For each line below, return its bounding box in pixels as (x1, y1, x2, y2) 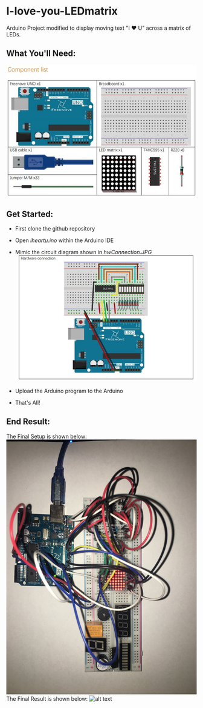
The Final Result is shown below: (6, 695, 88, 702)
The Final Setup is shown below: (6, 433, 87, 440)
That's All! (14, 399, 40, 406)
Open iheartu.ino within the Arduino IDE (14, 237, 114, 244)
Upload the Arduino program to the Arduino (14, 387, 123, 394)
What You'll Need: (6, 49, 76, 59)
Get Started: (6, 209, 53, 219)
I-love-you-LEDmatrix (6, 4, 118, 18)
